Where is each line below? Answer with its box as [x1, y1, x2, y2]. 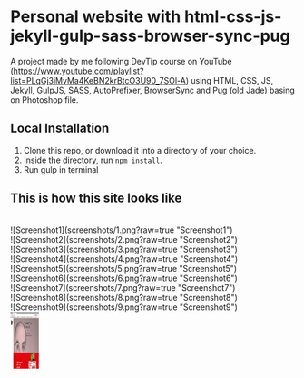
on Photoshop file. [10, 94, 79, 105]
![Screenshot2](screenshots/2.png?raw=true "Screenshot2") [10, 234, 239, 244]
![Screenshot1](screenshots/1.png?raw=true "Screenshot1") [10, 224, 233, 235]
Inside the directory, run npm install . [23, 154, 162, 165]
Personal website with [10, 6, 181, 27]
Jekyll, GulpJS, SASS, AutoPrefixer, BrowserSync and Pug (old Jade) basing [10, 85, 296, 95]
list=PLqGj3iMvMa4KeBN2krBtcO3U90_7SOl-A [10, 75, 187, 85]
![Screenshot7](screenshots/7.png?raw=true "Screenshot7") [10, 282, 236, 293]
